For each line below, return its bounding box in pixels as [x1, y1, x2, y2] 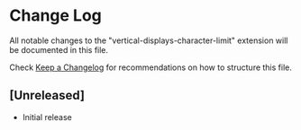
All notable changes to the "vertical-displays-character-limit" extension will [9, 35, 288, 46]
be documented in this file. [9, 44, 109, 55]
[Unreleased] [9, 88, 86, 103]
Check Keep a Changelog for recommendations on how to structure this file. [9, 62, 293, 73]
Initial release [22, 111, 72, 122]
